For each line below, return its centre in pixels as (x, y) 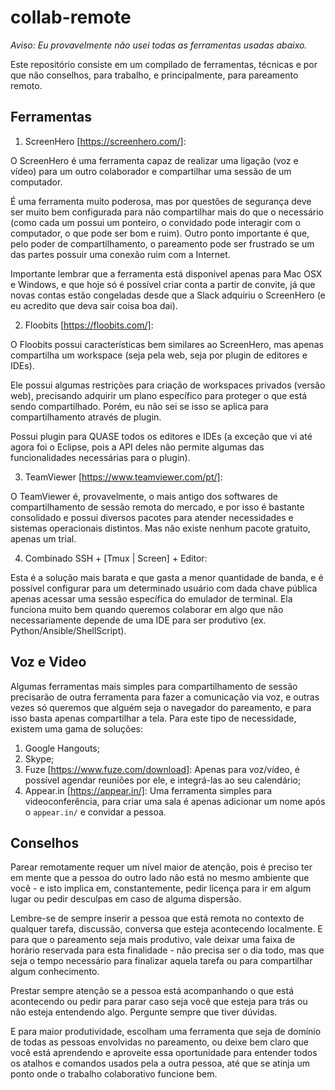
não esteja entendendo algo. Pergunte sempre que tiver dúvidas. (144, 1012)
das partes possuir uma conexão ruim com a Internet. (120, 254)
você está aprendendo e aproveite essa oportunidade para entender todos (164, 1053)
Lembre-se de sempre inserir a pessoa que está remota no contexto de (157, 918)
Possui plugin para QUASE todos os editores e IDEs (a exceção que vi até (161, 436)
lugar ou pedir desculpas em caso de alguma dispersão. (126, 899)
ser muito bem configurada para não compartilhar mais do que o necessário (167, 212)
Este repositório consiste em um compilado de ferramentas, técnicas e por (164, 64)
